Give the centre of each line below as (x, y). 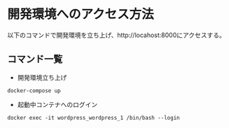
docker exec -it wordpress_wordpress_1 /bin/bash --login (93, 118)
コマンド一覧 (35, 59)
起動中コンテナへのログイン (57, 104)
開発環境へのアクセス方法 (81, 14)
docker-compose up (34, 91)
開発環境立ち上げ (42, 77)
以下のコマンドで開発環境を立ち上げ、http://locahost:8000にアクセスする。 (117, 35)
